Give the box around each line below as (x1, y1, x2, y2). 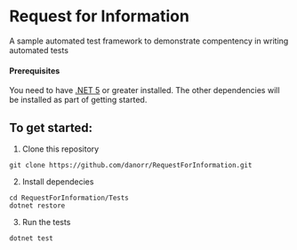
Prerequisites (9, 65, 60, 76)
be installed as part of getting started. (9, 95, 148, 105)
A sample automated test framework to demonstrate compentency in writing (9, 35, 289, 46)
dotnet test (9, 233, 53, 243)
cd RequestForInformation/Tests (9, 193, 129, 202)
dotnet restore (9, 201, 66, 210)
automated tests (9, 44, 69, 55)
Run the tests (21, 216, 71, 227)
